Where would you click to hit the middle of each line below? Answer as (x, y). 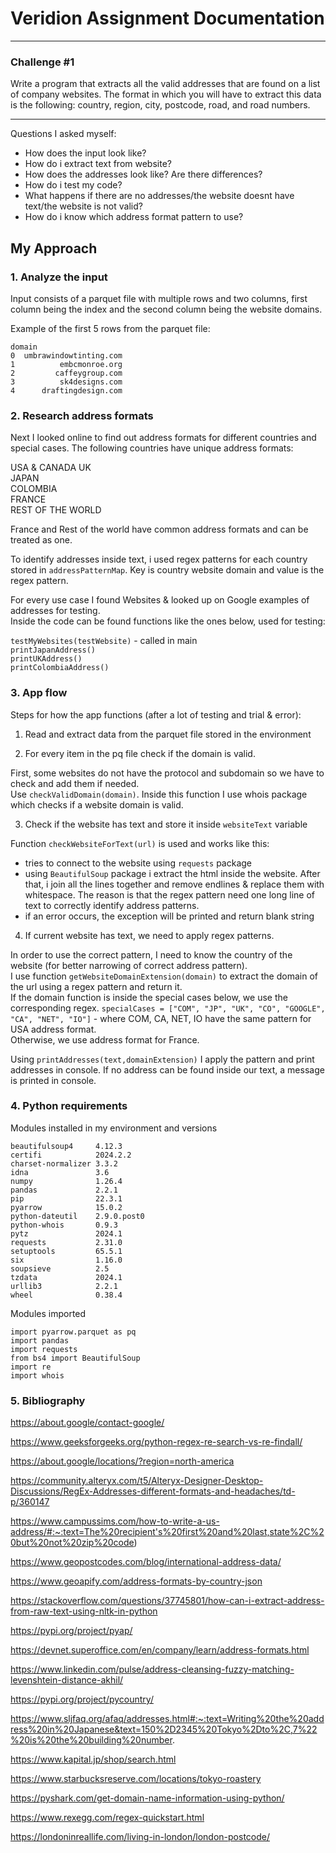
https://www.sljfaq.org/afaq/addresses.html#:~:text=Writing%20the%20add (167, 1719)
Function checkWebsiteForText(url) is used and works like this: (140, 843)
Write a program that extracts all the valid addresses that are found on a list (165, 84)
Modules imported (48, 1313)
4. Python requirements (69, 1106)
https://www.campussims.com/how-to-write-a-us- (115, 1521)
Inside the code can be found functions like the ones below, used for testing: (168, 621)
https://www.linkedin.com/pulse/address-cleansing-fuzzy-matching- (152, 1669)
